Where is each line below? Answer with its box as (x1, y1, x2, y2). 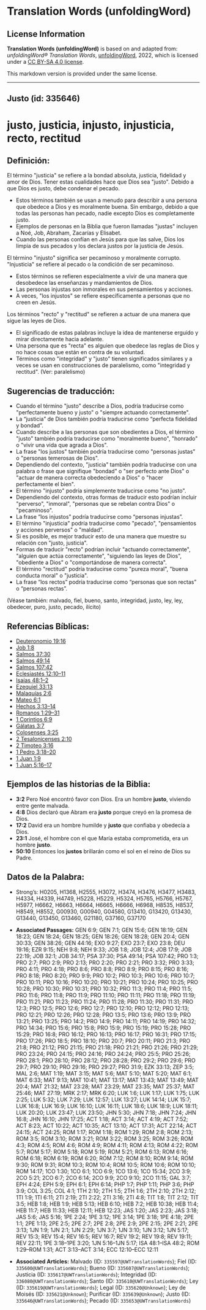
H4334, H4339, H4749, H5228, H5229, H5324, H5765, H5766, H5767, (15, 894, 193, 902)
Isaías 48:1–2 (15, 676, 49, 684)
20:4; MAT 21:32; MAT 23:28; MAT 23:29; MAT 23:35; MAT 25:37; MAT (15, 1082, 195, 1090)
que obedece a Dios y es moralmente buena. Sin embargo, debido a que (15, 203, 199, 211)
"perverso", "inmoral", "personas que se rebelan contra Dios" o (15, 500, 175, 508)
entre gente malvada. (15, 802, 70, 809)
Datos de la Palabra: (7, 872, 85, 882)
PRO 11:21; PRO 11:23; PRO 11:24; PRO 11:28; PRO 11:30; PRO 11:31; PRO (15, 998, 194, 1005)
